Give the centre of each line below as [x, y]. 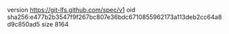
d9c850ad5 [23, 24]
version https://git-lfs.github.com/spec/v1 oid [71, 10]
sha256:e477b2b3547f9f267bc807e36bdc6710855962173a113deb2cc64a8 [114, 17]
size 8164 [55, 24]
